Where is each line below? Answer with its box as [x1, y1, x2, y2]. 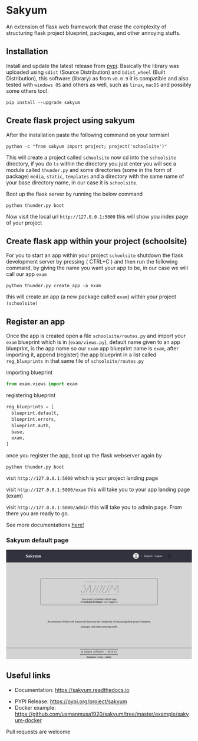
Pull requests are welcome [6, 728, 71, 735]
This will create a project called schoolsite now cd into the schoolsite [6, 154, 177, 161]
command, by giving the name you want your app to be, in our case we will [6, 264, 189, 272]
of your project [6, 219, 42, 226]
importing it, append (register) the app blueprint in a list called [6, 351, 157, 358]
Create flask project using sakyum [6, 116, 136, 126]
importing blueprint [6, 369, 53, 376]
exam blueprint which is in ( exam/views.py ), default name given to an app [6, 339, 181, 346]
